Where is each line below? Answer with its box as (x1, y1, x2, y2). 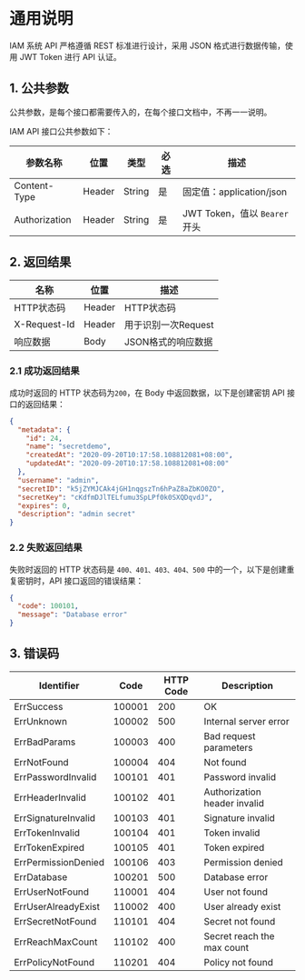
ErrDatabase (14, 870, 68, 883)
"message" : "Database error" (17, 610, 128, 619)
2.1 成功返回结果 (9, 365, 80, 377)
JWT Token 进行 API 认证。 (19, 51, 123, 62)
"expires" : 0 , (17, 501, 71, 510)
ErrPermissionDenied (14, 855, 104, 868)
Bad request (203, 729, 256, 742)
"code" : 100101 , (17, 602, 79, 611)
